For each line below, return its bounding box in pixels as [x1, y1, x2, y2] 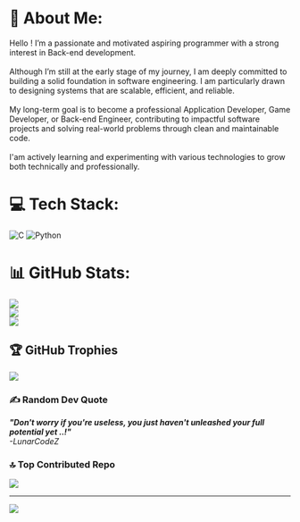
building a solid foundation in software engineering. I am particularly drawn [9, 75, 286, 86]
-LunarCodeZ [9, 435, 60, 446]
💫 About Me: [9, 8, 104, 29]
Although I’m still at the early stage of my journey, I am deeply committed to [9, 66, 287, 77]
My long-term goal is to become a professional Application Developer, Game [9, 104, 291, 114]
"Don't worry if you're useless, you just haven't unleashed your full [9, 417, 265, 427]
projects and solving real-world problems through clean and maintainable [9, 122, 279, 133]
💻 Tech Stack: [9, 194, 120, 215]
